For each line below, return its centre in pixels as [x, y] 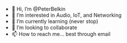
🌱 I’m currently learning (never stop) [55, 21]
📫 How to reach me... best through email [61, 34]
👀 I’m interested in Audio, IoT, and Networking [66, 15]
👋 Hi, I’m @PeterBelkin [38, 9]
